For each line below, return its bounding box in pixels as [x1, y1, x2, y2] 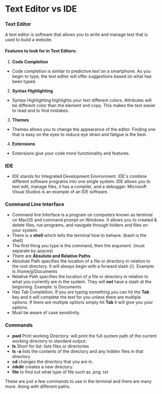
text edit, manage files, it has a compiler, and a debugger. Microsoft [12, 183, 147, 189]
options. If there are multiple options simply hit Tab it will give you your [12, 299, 153, 305]
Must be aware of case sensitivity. [12, 310, 81, 315]
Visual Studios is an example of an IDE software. [12, 189, 109, 194]
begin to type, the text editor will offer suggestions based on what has [12, 73, 152, 79]
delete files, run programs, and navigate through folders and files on [12, 222, 148, 228]
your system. [12, 227, 38, 233]
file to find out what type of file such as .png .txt [12, 369, 109, 375]
